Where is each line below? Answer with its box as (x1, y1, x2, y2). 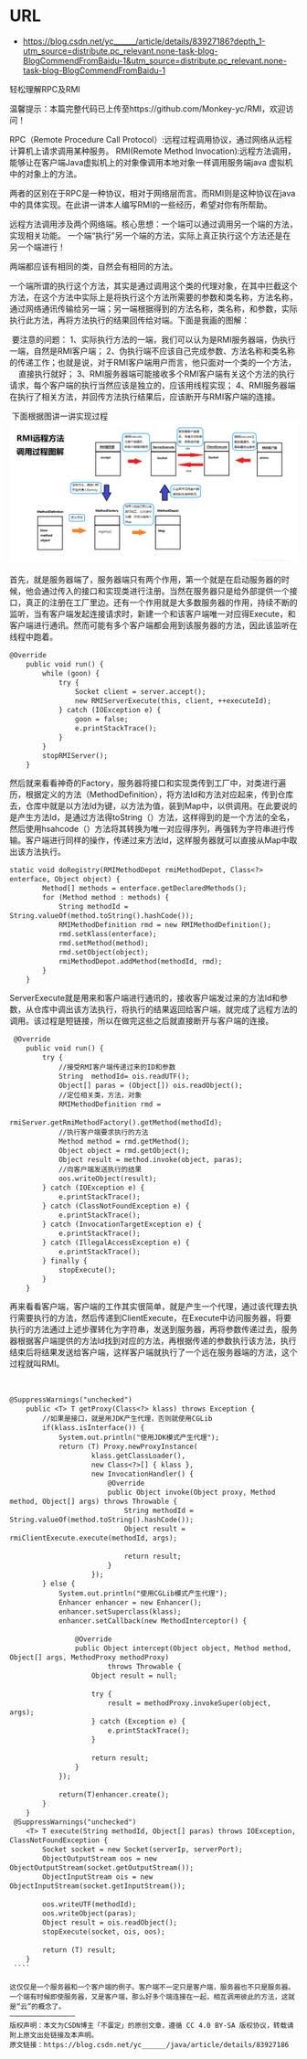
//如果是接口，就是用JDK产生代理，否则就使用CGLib (42, 1414, 213, 1424)
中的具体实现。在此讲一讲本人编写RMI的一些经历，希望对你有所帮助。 (9, 198, 272, 210)
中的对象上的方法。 (9, 168, 82, 179)
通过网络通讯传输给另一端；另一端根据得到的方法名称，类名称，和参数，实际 (9, 303, 298, 314)
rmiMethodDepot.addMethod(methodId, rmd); (58, 957, 223, 966)
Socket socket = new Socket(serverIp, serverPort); (42, 1845, 244, 1854)
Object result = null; (90, 1671, 178, 1680)
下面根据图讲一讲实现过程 (11, 411, 108, 421)
